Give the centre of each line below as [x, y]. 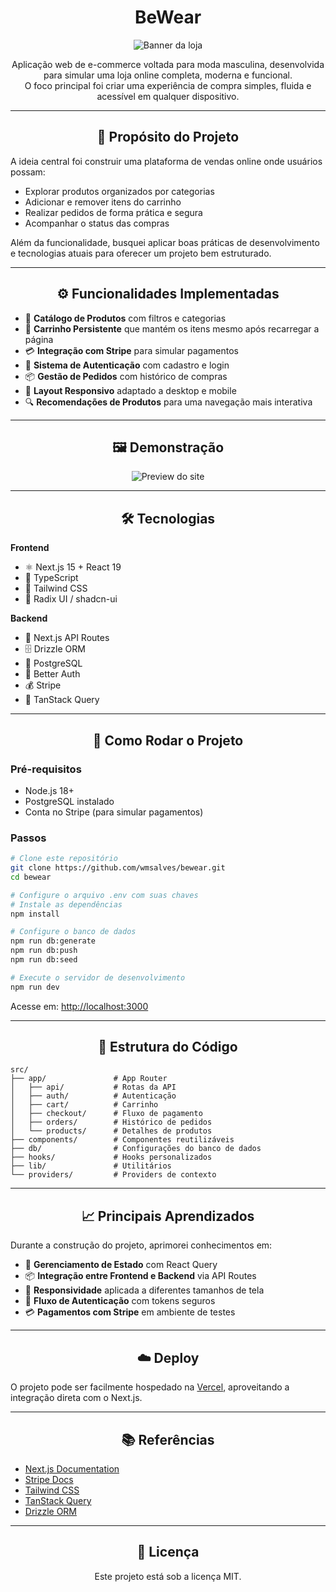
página [39, 339]
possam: [28, 172]
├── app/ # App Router [89, 1079]
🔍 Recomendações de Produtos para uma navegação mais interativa [168, 402]
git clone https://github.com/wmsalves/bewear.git [118, 868]
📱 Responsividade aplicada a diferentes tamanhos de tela [144, 1290]
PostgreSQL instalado [69, 801]
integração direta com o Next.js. [76, 1398]
